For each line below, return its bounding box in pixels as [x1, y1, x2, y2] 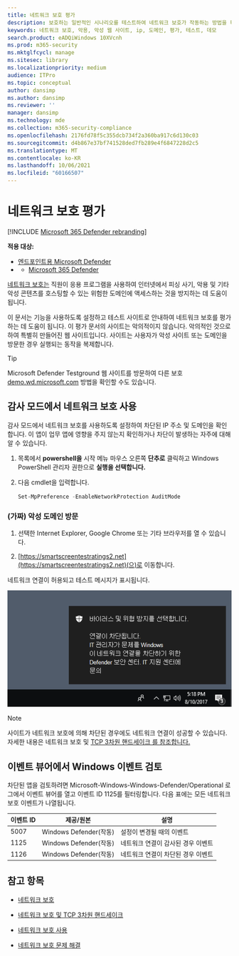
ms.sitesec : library [7, 57, 69, 64]
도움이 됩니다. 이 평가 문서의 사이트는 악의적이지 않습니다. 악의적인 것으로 [28, 322, 231, 330]
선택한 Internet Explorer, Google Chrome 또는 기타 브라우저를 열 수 [17, 529, 208, 537]
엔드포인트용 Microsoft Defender [17, 257, 112, 265]
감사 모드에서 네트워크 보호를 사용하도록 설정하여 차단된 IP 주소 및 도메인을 [7, 421, 215, 429]
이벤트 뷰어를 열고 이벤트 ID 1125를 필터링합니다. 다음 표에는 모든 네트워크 [26, 789, 231, 798]
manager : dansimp [7, 109, 59, 117]
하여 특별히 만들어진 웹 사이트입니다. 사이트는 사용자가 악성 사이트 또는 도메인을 [7, 330, 228, 339]
